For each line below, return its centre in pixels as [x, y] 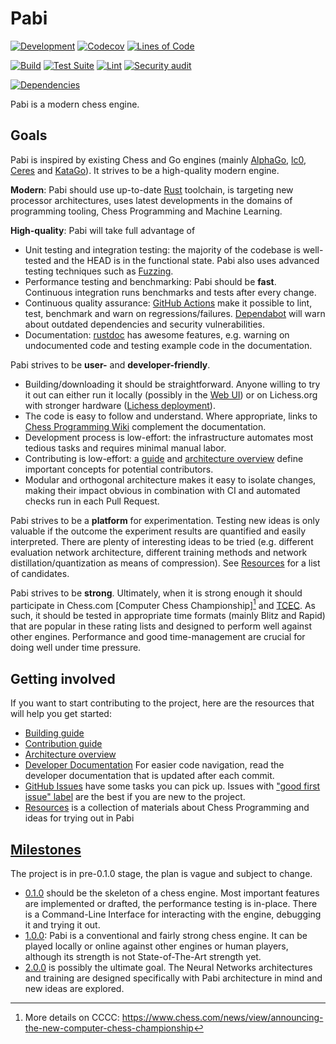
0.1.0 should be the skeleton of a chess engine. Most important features [172, 893]
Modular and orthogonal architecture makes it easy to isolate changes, [170, 479]
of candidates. [40, 573]
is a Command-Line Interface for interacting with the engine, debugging [173, 914]
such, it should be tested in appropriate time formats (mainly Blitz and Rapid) [168, 616]
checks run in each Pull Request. [92, 501]
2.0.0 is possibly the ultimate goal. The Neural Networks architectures [168, 968]
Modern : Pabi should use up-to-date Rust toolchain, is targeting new [152, 189]
